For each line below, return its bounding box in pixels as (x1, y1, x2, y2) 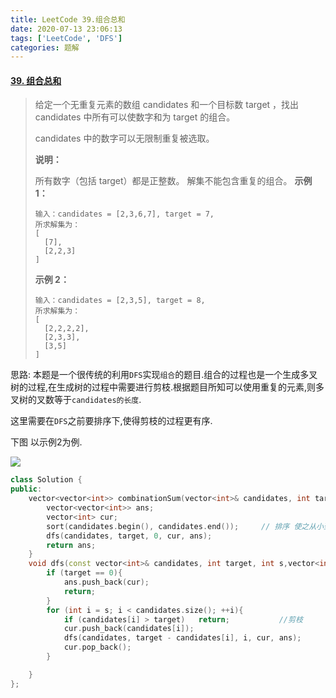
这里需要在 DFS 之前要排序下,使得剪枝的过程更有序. (10, 415, 213, 427)
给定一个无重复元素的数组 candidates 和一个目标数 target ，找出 (34, 99, 300, 111)
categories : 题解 (10, 42, 80, 53)
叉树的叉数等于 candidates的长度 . (10, 394, 142, 406)
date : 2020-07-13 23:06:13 (10, 24, 123, 34)
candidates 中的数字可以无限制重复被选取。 (34, 132, 215, 145)
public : (10, 484, 43, 495)
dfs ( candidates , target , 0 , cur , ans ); (46, 531, 213, 541)
